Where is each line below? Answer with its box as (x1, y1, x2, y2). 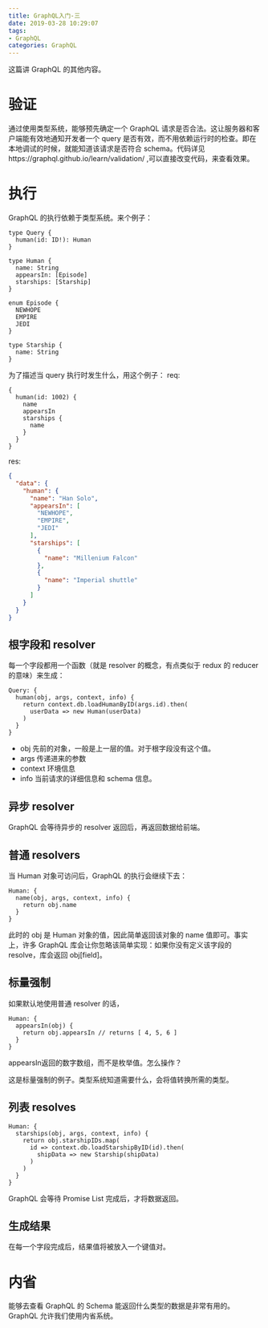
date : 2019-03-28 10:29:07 (8, 19, 99, 27)
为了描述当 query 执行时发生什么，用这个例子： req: (8, 370, 181, 379)
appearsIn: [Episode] (15, 271, 88, 279)
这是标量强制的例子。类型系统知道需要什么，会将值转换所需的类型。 (8, 1075, 233, 1084)
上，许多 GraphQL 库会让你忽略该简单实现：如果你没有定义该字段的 (8, 940, 232, 949)
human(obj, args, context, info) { (15, 694, 135, 702)
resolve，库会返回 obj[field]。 (8, 949, 107, 959)
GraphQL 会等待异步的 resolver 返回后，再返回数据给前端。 (8, 823, 205, 832)
